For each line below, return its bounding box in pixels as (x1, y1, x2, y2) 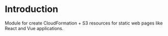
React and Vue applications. (5, 25, 64, 31)
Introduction (5, 3, 59, 15)
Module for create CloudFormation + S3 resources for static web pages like (5, 20, 163, 26)
